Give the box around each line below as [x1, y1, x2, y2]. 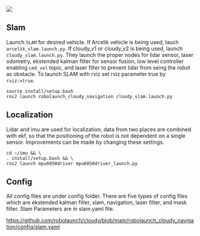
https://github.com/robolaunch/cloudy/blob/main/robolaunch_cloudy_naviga [6, 217, 194, 224]
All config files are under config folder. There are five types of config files [6, 192, 187, 200]
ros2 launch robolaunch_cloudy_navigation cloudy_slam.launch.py [6, 93, 172, 99]
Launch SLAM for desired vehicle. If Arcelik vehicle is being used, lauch [6, 38, 179, 46]
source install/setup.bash [6, 88, 74, 94]
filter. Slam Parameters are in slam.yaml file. [6, 205, 115, 213]
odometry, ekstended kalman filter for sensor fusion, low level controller [6, 58, 184, 65]
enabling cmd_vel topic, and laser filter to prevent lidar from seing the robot [6, 63, 190, 71]
